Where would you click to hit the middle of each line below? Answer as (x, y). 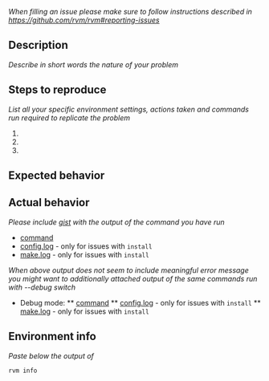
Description (38, 45)
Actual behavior (49, 203)
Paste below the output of (51, 355)
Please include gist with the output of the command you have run (116, 222)
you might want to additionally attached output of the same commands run (133, 278)
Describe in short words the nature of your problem (94, 64)
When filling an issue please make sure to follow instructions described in (130, 12)
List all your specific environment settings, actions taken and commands (128, 109)
